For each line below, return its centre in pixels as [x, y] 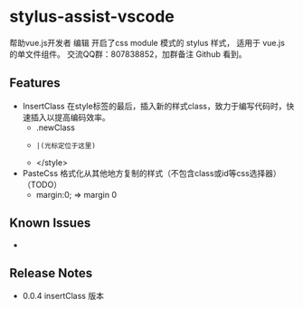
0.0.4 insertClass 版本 [63, 296]
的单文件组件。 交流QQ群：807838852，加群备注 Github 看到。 [128, 54]
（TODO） [42, 184]
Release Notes [51, 273]
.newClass [55, 127]
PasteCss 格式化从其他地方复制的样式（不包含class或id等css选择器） [152, 173]
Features [35, 83]
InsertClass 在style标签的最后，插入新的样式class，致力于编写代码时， [154, 106]
